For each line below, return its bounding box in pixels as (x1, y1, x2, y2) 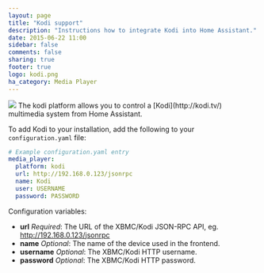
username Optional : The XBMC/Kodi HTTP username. (19, 247, 197, 256)
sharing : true (8, 56, 55, 64)
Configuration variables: (8, 207, 87, 216)
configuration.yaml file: (8, 132, 86, 142)
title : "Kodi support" (8, 19, 83, 27)
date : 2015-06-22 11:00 (8, 33, 87, 42)
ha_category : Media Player (8, 78, 98, 85)
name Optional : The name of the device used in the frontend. (19, 238, 220, 248)
